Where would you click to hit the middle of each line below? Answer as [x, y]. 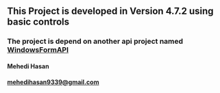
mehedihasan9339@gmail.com [53, 82]
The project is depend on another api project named [95, 42]
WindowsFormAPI [38, 50]
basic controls [38, 22]
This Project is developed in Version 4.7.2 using [110, 11]
